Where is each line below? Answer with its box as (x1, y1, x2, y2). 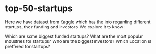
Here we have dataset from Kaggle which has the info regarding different (5, 19, 151, 25)
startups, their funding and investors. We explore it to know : (5, 24, 126, 29)
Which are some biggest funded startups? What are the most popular (5, 33, 143, 39)
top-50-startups (5, 3, 73, 14)
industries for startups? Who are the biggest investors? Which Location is (5, 38, 152, 44)
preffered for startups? (5, 43, 50, 49)
